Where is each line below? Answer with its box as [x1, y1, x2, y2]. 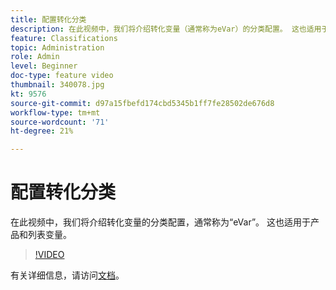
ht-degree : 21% [10, 126, 74, 136]
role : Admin [10, 52, 60, 62]
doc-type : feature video [10, 71, 114, 81]
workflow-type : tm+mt [10, 107, 101, 118]
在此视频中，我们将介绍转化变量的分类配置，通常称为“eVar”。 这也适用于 [10, 216, 312, 228]
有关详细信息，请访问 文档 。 [10, 269, 125, 281]
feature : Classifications [10, 33, 118, 43]
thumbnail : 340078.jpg [10, 80, 105, 90]
